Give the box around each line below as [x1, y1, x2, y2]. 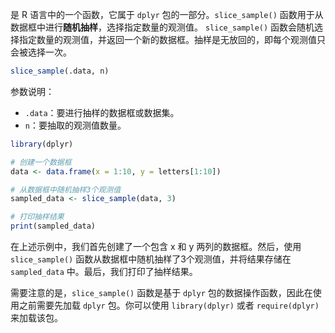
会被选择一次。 [10, 46, 72, 58]
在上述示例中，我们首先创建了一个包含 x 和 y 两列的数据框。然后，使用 [10, 241, 302, 252]
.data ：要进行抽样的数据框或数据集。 [24, 106, 180, 118]
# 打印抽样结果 [10, 212, 65, 222]
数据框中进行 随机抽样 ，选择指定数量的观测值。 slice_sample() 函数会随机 [10, 21, 315, 33]
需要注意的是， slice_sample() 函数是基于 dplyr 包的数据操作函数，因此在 [10, 287, 313, 298]
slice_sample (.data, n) [10, 66, 110, 76]
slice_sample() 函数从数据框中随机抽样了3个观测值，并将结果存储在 [10, 253, 292, 265]
